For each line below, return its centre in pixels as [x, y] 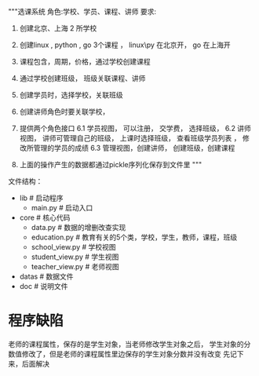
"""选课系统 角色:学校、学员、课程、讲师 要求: [82, 11]
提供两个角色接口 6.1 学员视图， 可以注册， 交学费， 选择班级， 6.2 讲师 [135, 128]
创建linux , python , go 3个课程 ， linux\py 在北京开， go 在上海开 [125, 45]
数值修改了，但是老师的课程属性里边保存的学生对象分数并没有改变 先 [119, 354]
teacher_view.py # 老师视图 [75, 266]
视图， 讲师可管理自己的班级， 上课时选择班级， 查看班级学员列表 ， [130, 138]
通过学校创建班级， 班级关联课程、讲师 [82, 78]
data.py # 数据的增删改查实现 [78, 227]
